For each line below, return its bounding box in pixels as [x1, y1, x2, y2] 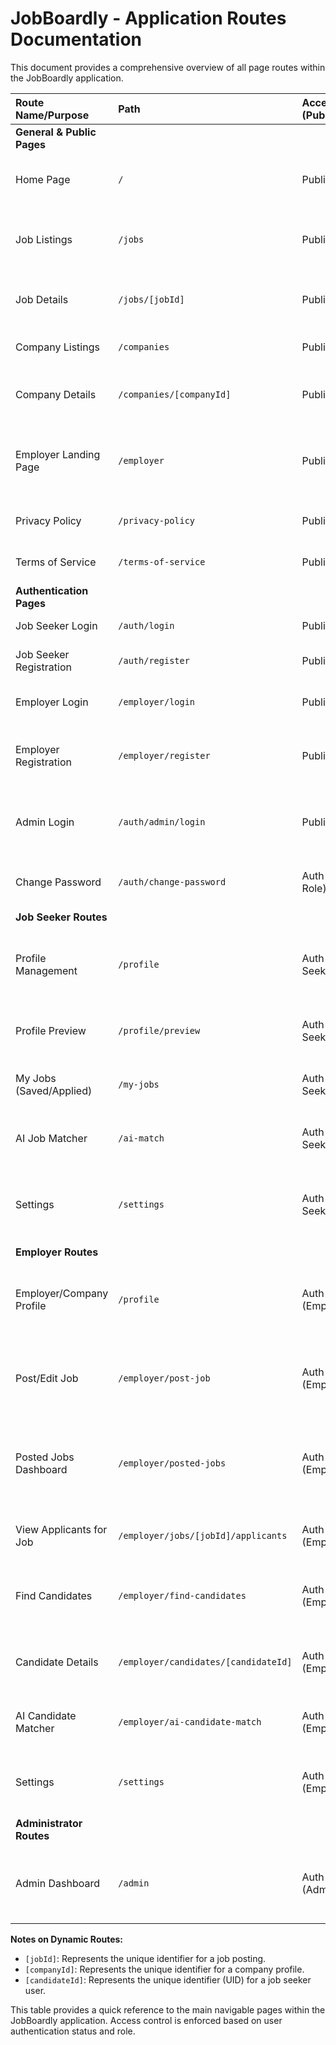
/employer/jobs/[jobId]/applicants [118, 1530, 288, 1541]
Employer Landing [15, 447, 101, 461]
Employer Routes [15, 1245, 99, 1259]
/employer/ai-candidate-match [118, 1716, 262, 1727]
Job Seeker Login [15, 618, 98, 632]
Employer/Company [15, 1286, 109, 1300]
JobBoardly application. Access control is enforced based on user [10, 2014, 283, 2026]
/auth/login [118, 620, 175, 631]
